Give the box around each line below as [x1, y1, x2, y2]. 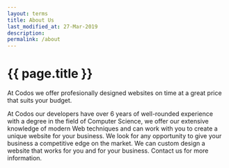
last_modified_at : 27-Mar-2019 [7, 23, 98, 30]
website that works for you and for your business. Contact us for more [7, 146, 209, 155]
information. [7, 154, 42, 162]
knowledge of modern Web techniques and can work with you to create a [7, 124, 218, 133]
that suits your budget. [7, 96, 72, 105]
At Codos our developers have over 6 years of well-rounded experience [7, 110, 214, 118]
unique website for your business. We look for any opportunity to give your [7, 132, 222, 140]
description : [7, 29, 45, 37]
